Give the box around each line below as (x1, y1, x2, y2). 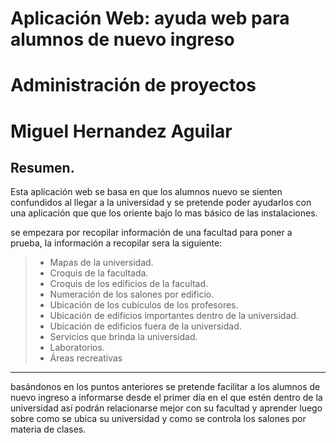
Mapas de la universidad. (49, 257, 154, 269)
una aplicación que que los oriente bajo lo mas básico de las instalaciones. (10, 207, 318, 219)
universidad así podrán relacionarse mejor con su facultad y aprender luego (10, 402, 323, 414)
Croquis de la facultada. (49, 267, 149, 279)
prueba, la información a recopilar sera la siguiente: (10, 237, 223, 249)
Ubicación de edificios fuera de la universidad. (49, 320, 242, 332)
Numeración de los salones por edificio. (49, 288, 215, 301)
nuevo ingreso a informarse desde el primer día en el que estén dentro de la (10, 392, 323, 404)
